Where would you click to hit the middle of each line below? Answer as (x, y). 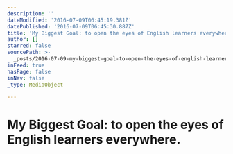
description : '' (31, 14)
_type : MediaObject (35, 85)
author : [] (23, 40)
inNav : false (26, 78)
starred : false (29, 46)
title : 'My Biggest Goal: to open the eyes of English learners (102, 33)
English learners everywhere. (94, 140)
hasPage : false (29, 71)
